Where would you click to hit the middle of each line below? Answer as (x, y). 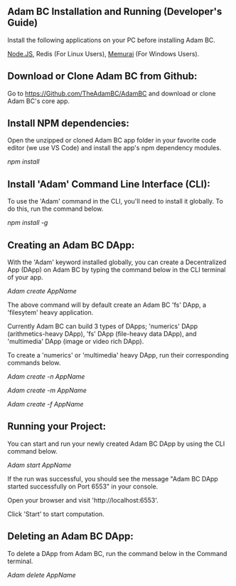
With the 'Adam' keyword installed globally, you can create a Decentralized (117, 262)
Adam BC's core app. (38, 101)
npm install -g (28, 223)
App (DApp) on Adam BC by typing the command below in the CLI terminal (117, 270)
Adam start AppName (39, 465)
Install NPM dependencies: (68, 124)
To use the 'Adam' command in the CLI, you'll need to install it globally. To (116, 202)
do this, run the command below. (55, 209)
